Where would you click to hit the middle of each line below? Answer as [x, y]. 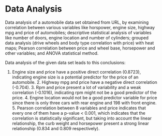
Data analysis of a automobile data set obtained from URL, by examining [77, 22]
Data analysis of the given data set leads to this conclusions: [65, 62]
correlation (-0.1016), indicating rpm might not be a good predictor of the [84, 92]
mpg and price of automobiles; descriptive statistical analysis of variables [78, 32]
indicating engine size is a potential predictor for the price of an [75, 77]
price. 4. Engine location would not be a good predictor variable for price [84, 97]
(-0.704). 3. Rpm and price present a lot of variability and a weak [76, 87]
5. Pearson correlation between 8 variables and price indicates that [79, 108]
